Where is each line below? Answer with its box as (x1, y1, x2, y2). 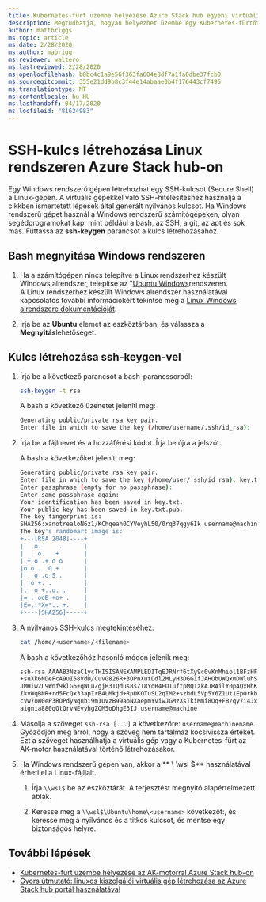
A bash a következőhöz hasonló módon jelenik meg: (19, 652, 190, 661)
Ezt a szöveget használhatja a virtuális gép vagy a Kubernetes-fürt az (19, 735, 247, 745)
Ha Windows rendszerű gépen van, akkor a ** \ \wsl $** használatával (19, 759, 251, 768)
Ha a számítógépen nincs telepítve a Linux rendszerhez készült (19, 270, 226, 279)
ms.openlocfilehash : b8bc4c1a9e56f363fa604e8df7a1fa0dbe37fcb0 (8, 70, 222, 78)
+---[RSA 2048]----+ (19, 535, 88, 543)
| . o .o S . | (19, 571, 88, 580)
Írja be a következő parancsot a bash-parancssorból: (19, 371, 192, 381)
